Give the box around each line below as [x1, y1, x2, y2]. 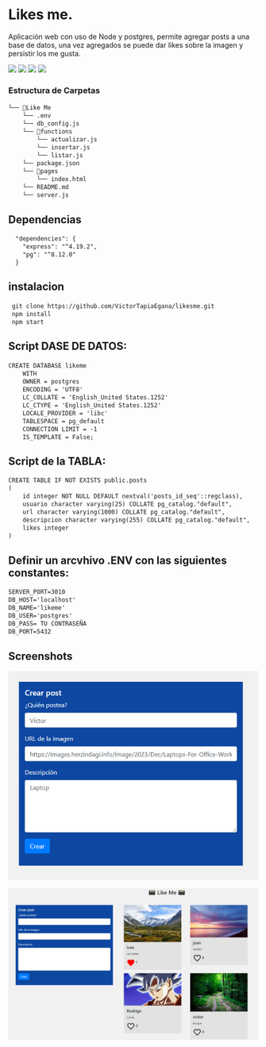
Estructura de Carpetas [8, 85, 101, 96]
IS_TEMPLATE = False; [22, 433, 94, 441]
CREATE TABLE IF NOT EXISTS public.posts [8, 476, 148, 485]
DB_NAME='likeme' [8, 604, 66, 612]
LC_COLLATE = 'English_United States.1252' [22, 393, 169, 402]
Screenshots [8, 649, 73, 663]
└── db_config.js [22, 120, 80, 128]
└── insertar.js [37, 144, 91, 152]
